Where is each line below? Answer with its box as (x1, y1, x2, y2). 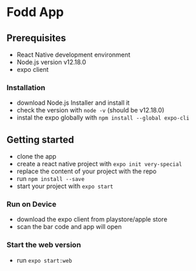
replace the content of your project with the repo (16, 167, 157, 175)
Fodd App (6, 4, 64, 20)
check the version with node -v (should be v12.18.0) (16, 106, 165, 115)
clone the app (16, 152, 56, 161)
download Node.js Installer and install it (16, 98, 130, 107)
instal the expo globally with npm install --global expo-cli (16, 113, 190, 122)
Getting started (6, 133, 75, 145)
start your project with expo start (16, 182, 114, 191)
